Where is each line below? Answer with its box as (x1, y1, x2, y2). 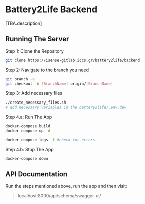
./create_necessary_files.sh (5, 100, 66, 105)
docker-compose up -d (5, 128, 51, 133)
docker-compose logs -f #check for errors (5, 137, 95, 142)
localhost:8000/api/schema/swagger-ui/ (17, 193, 101, 199)
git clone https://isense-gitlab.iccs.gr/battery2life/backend (5, 58, 140, 63)
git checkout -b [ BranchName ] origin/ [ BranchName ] (5, 81, 113, 86)
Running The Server (5, 35, 69, 43)
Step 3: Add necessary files (5, 90, 63, 96)
